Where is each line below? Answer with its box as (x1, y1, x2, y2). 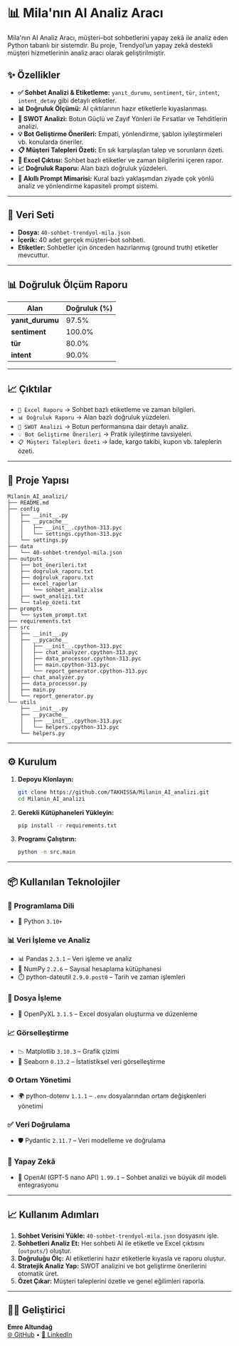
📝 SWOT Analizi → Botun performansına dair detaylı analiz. (17, 423, 189, 431)
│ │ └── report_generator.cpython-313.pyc (7, 668, 148, 675)
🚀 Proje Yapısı (7, 474, 70, 486)
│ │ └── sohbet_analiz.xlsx (7, 586, 103, 594)
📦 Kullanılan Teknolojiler (7, 876, 121, 888)
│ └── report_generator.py (7, 693, 94, 700)
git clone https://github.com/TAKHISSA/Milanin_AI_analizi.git (17, 788, 210, 796)
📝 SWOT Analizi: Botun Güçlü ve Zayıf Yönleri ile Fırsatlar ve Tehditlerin (17, 114, 228, 123)
